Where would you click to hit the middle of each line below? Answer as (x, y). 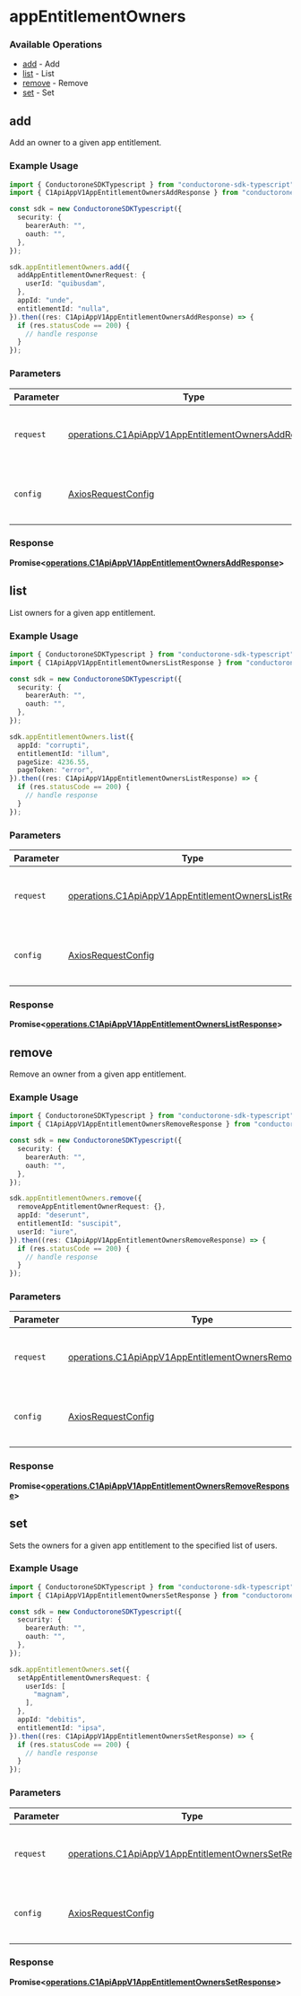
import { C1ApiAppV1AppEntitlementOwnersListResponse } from (126, 663)
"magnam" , (51, 1694)
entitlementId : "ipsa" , (61, 1728)
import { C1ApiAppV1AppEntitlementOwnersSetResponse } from (124, 1596)
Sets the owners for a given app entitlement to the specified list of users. (143, 1545)
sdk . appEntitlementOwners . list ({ (72, 737)
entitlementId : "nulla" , (64, 308)
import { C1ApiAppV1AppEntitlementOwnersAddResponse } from (124, 193)
